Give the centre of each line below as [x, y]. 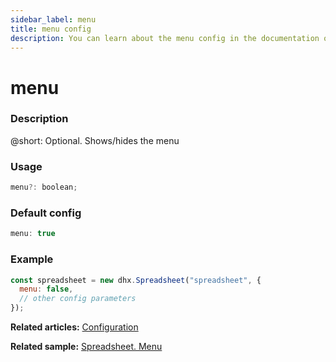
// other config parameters [78, 299]
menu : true [33, 234]
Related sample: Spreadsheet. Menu [86, 346]
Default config [46, 213]
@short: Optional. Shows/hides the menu [95, 140]
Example [32, 259]
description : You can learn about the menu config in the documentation [165, 38]
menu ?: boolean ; [44, 187]
